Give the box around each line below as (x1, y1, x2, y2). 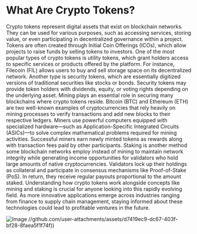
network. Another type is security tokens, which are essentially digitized (6, 73, 181, 80)
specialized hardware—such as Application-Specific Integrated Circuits (6, 123, 179, 130)
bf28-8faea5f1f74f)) (6, 222, 55, 229)
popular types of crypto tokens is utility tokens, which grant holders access (6, 54, 189, 61)
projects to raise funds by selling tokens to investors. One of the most (6, 48, 175, 55)
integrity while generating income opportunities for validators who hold (6, 154, 178, 161)
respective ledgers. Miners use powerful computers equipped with (6, 116, 168, 123)
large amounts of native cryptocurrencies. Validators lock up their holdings (6, 160, 187, 168)
